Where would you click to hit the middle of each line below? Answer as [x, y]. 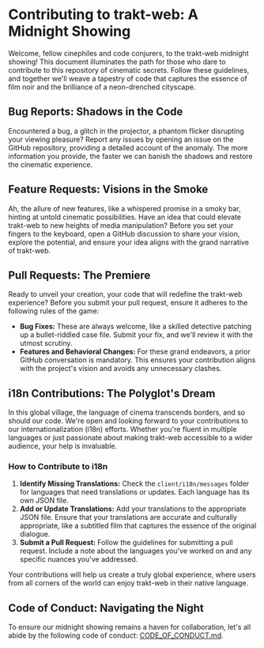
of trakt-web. [30, 250]
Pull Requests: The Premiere [79, 275]
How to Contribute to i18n [58, 467]
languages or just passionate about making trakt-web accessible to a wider [130, 438]
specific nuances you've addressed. [79, 559]
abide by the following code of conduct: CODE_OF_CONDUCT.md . [116, 635]
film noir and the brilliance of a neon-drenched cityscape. [102, 87]
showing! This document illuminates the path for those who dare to [117, 62]
